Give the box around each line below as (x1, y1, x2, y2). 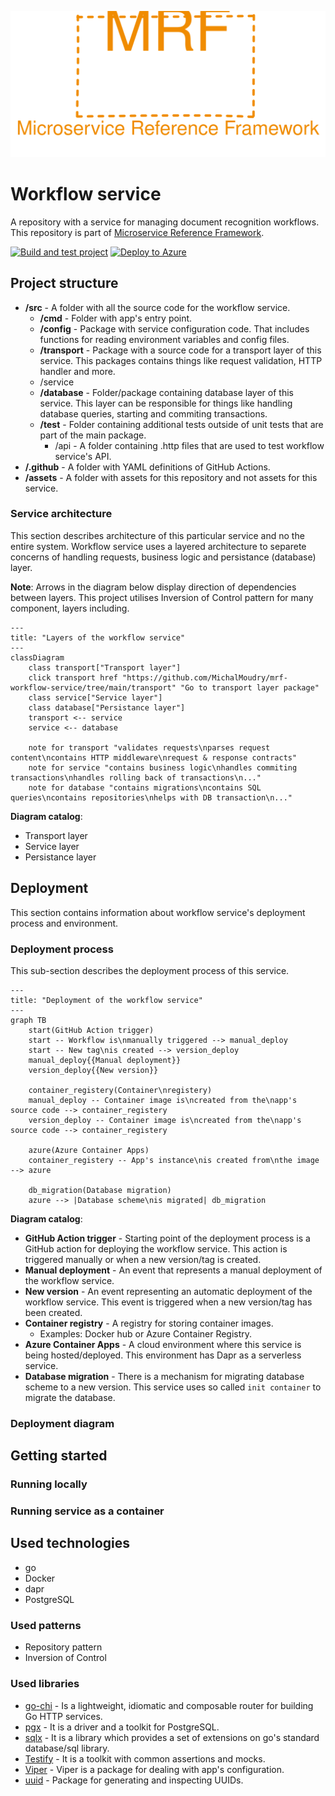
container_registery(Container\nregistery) (28, 1085, 213, 1095)
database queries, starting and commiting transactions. (39, 407, 268, 420)
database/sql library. (24, 1742, 110, 1754)
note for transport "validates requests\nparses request (28, 742, 271, 753)
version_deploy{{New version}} (28, 1065, 159, 1075)
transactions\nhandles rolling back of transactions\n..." (10, 772, 262, 783)
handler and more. (39, 365, 116, 377)
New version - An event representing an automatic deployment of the (24, 1285, 313, 1297)
